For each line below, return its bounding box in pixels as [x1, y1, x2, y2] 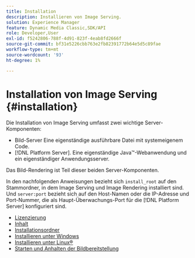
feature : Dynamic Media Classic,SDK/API [6, 25, 107, 31]
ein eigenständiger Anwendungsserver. [14, 155, 110, 162]
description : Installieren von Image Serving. [6, 14, 122, 20]
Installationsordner [14, 226, 60, 233]
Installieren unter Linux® [14, 239, 73, 246]
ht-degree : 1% [6, 57, 41, 63]
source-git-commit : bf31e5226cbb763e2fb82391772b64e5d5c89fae [6, 41, 161, 47]
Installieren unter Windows [14, 233, 79, 240]
